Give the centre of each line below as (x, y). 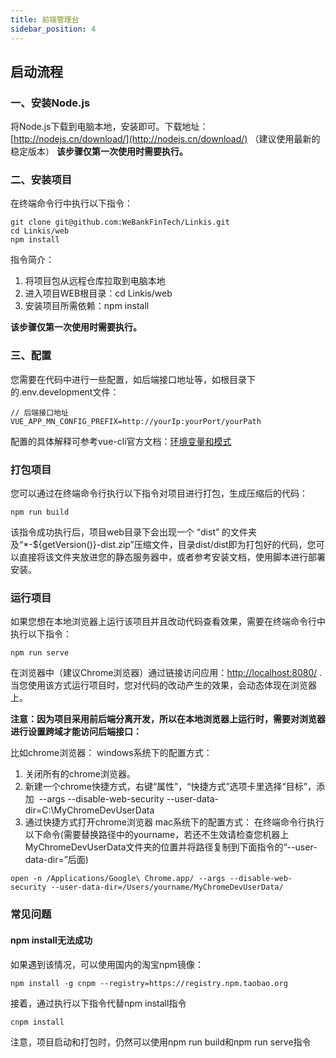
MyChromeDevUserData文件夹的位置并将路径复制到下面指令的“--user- (171, 847)
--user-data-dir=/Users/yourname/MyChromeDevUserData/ (167, 887)
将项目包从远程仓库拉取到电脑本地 (95, 281)
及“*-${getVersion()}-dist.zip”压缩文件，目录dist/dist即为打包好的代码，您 (163, 545)
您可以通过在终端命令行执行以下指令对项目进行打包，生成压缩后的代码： (159, 493)
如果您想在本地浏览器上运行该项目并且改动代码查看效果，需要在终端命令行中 (168, 622)
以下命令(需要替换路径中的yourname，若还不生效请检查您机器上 (157, 835)
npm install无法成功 (51, 940)
